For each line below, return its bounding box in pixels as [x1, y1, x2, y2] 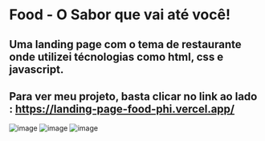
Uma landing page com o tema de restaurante [9, 38, 242, 51]
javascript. [9, 62, 64, 76]
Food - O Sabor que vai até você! [9, 6, 231, 24]
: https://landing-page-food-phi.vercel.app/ [9, 102, 235, 115]
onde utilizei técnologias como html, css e [9, 50, 224, 63]
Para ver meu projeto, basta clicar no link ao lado [9, 90, 258, 103]
